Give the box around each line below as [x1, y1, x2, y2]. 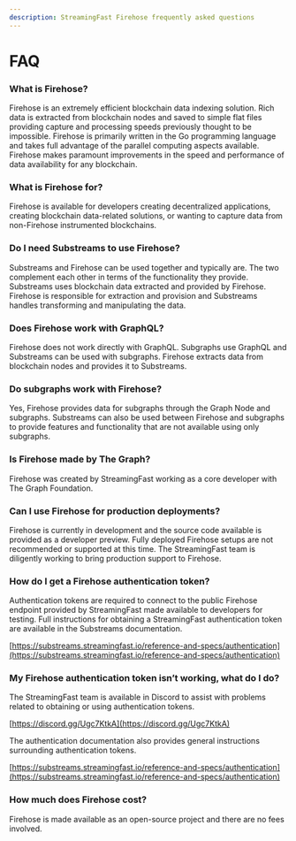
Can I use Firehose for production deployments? [9, 505, 221, 517]
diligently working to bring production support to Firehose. [9, 553, 223, 563]
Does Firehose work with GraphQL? [9, 322, 164, 334]
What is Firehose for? [9, 181, 103, 194]
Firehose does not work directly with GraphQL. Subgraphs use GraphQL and [9, 342, 287, 352]
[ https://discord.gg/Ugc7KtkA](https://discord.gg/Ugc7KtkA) [9, 718, 231, 730]
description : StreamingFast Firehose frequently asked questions [9, 12, 254, 22]
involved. [9, 823, 42, 834]
